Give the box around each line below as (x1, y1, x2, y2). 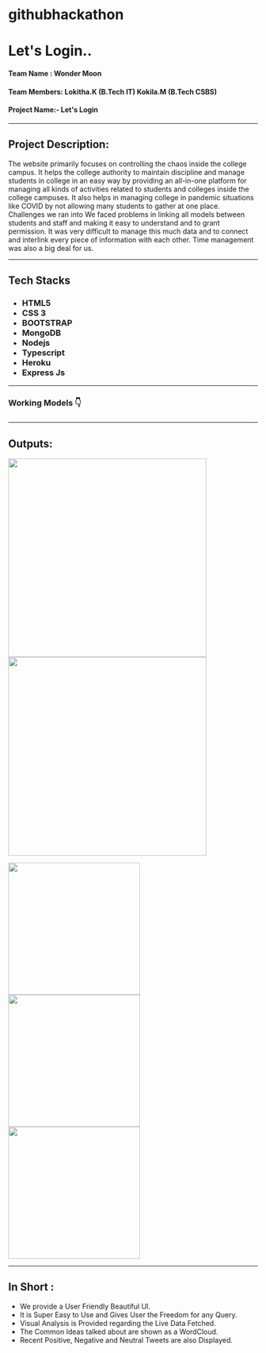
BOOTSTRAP (21, 317, 73, 328)
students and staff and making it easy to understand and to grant (8, 218, 220, 227)
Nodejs (21, 337, 50, 348)
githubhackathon (8, 6, 124, 24)
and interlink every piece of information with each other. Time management (8, 234, 254, 244)
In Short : (8, 1281, 55, 1294)
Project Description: (8, 137, 109, 152)
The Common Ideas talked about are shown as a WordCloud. (19, 1327, 218, 1336)
